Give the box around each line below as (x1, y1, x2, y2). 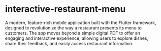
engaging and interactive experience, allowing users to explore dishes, (5, 35, 149, 41)
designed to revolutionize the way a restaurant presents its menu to (5, 25, 142, 30)
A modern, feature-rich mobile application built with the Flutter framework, (5, 20, 157, 25)
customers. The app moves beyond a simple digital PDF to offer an (5, 30, 140, 36)
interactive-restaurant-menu (5, 3, 126, 15)
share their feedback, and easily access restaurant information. (5, 40, 134, 46)
